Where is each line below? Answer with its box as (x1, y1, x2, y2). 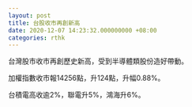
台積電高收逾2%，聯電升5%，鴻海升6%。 (8, 90, 145, 100)
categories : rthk (8, 33, 66, 42)
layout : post (8, 11, 51, 20)
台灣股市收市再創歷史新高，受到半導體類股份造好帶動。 (8, 56, 188, 66)
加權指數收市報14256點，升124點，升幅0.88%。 (8, 73, 165, 83)
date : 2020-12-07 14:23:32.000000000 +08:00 (8, 26, 157, 34)
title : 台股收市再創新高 (8, 19, 81, 27)
